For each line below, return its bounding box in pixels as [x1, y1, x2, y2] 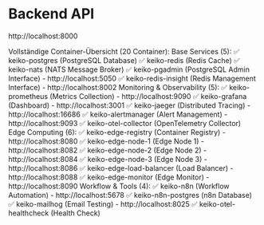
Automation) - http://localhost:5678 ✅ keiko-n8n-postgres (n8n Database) [8, 190, 253, 199]
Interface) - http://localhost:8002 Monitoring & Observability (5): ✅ [8, 82, 227, 92]
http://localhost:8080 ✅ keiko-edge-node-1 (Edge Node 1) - [8, 136, 205, 146]
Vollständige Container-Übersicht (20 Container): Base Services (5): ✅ [8, 46, 240, 56]
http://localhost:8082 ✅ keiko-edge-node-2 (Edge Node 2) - [8, 145, 207, 155]
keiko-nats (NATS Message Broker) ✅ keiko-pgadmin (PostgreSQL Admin [8, 65, 250, 74]
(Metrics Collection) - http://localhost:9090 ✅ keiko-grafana [49, 91, 247, 101]
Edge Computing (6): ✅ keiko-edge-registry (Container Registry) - [8, 127, 226, 136]
